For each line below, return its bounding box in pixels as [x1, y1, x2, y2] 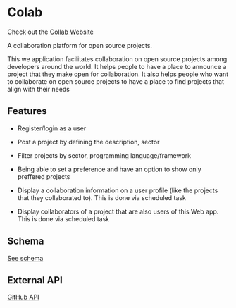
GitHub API [7, 293, 39, 302]
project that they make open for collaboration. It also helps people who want [7, 70, 229, 78]
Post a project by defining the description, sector [17, 137, 160, 146]
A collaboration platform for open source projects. [7, 41, 153, 49]
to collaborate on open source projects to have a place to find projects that [7, 77, 224, 85]
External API [7, 274, 63, 286]
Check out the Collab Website [7, 27, 94, 36]
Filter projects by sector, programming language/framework [17, 151, 192, 159]
